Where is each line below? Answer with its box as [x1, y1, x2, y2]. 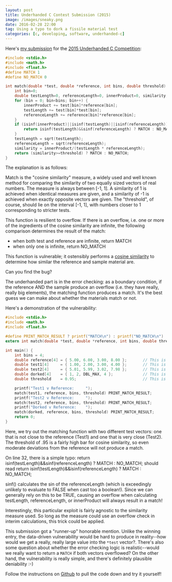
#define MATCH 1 [5, 70, 40, 75]
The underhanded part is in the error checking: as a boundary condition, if [5, 279, 162, 285]
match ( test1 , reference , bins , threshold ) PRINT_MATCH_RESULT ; [14, 391, 153, 396]
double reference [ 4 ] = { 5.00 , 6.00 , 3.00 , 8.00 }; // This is [14, 357, 166, 362]
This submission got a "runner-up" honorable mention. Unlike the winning [5, 528, 161, 534]
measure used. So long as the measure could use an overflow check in [5, 513, 155, 519]
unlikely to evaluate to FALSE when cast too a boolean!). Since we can [5, 486, 153, 493]
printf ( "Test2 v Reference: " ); [14, 395, 93, 400]
